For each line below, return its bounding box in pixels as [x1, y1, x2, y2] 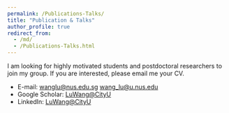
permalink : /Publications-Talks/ [7, 10, 105, 17]
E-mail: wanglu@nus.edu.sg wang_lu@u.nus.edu [17, 83, 158, 91]
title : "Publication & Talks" [7, 17, 96, 24]
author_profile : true [7, 23, 71, 30]
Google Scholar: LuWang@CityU [17, 90, 112, 98]
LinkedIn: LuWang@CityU [17, 98, 91, 105]
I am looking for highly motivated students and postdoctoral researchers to [7, 62, 222, 70]
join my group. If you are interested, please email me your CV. [7, 69, 185, 77]
